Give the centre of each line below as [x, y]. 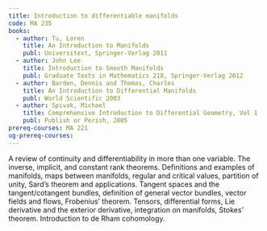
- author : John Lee [48, 61]
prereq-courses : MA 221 [48, 128]
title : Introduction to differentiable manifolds [94, 16]
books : [19, 31]
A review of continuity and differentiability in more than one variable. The [129, 159]
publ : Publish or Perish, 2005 [75, 121]
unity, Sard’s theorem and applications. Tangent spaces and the [114, 184]
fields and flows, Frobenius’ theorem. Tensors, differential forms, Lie [122, 201]
